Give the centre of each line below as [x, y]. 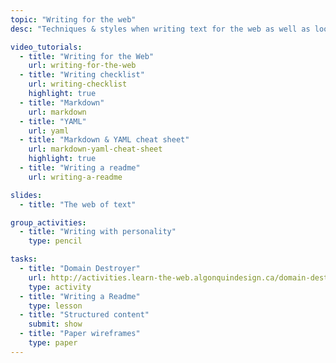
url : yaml [49, 131]
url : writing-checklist [78, 84]
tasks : [24, 259]
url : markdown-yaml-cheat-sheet [95, 149]
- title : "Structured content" [84, 315]
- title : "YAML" [53, 121]
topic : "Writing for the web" [73, 19]
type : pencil [55, 241]
